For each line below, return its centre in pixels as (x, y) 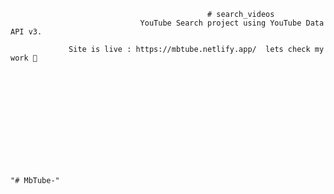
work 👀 (24, 58)
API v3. (26, 32)
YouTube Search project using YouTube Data (232, 23)
